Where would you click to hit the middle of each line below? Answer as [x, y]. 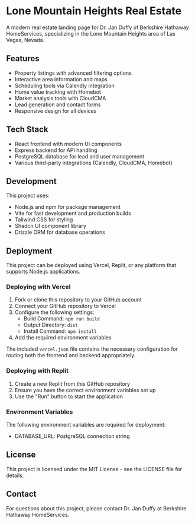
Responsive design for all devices [56, 110]
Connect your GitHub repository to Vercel [65, 306]
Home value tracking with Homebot [58, 92]
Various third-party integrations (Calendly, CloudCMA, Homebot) [93, 163]
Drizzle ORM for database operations [60, 232]
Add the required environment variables [63, 338]
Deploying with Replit [38, 371]
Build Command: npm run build [62, 319]
